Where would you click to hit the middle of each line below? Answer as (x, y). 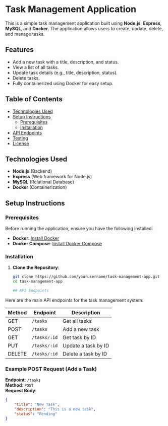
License (21, 143)
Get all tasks (77, 321)
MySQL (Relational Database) (43, 182)
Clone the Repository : (36, 267)
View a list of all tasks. (36, 67)
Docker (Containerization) (40, 187)
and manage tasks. (25, 34)
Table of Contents (34, 99)
